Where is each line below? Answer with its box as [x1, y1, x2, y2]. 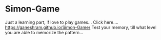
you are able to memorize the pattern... [5, 29, 83, 35]
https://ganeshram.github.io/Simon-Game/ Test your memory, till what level [5, 24, 157, 30]
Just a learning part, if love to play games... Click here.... [5, 19, 119, 25]
